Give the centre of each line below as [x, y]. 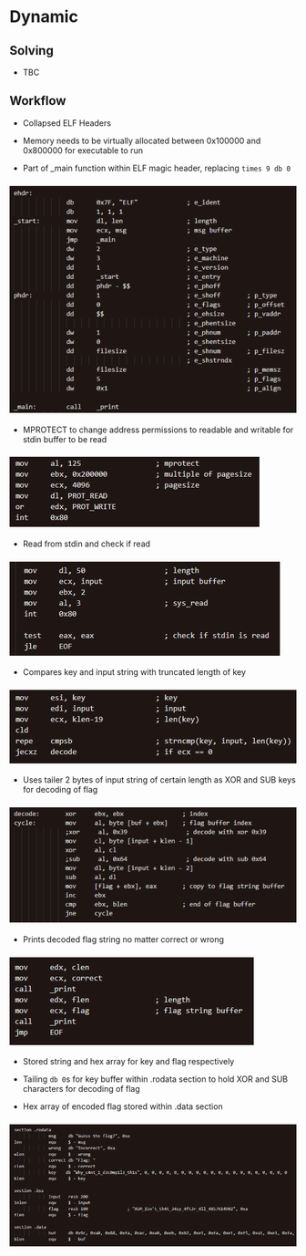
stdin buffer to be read [65, 439]
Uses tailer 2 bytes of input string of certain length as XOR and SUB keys [159, 780]
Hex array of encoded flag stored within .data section [122, 1106]
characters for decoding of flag [82, 1088]
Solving [32, 51]
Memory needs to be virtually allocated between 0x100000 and [142, 140]
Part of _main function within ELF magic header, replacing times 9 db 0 [157, 168]
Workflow [38, 101]
